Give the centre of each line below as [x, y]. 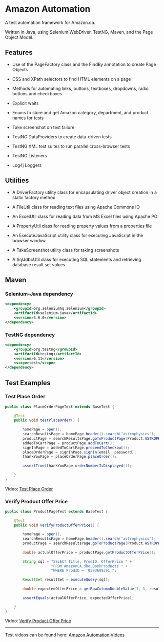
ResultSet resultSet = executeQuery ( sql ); [66, 580]
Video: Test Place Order [29, 489]
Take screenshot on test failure [43, 127]
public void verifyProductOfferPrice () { [56, 525]
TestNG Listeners [30, 155]
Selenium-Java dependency [39, 294]
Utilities [17, 181]
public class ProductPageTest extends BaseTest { [57, 512]
